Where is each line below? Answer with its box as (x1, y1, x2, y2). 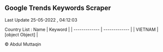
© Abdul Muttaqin (4, 41, 42, 47)
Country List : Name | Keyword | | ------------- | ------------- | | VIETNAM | (4, 26, 159, 32)
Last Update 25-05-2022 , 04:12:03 (4, 17, 78, 23)
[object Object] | (4, 31, 38, 37)
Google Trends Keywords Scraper (4, 4, 111, 12)
